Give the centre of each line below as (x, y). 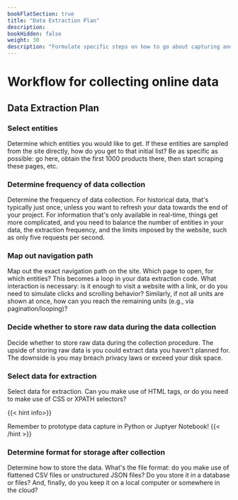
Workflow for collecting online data (113, 82)
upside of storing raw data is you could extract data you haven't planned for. (119, 350)
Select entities (33, 128)
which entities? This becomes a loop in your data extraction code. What (112, 279)
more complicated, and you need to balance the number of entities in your (116, 222)
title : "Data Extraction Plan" (53, 21)
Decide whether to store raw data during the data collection (112, 327)
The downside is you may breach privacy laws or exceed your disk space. (115, 358)
